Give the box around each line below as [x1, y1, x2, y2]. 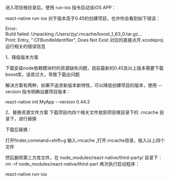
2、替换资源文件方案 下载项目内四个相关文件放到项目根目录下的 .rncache [5, 109, 159, 115]
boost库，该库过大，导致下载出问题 [5, 71, 80, 77]
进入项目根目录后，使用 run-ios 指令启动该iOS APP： [5, 5, 116, 10]
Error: [5, 25, 17, 32]
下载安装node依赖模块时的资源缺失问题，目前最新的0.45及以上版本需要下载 [5, 65, 164, 71]
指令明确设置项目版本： [22, 89, 71, 94]
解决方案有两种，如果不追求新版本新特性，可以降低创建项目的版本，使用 [5, 82, 157, 88]
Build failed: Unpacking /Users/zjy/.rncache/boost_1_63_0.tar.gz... [5, 31, 143, 37]
